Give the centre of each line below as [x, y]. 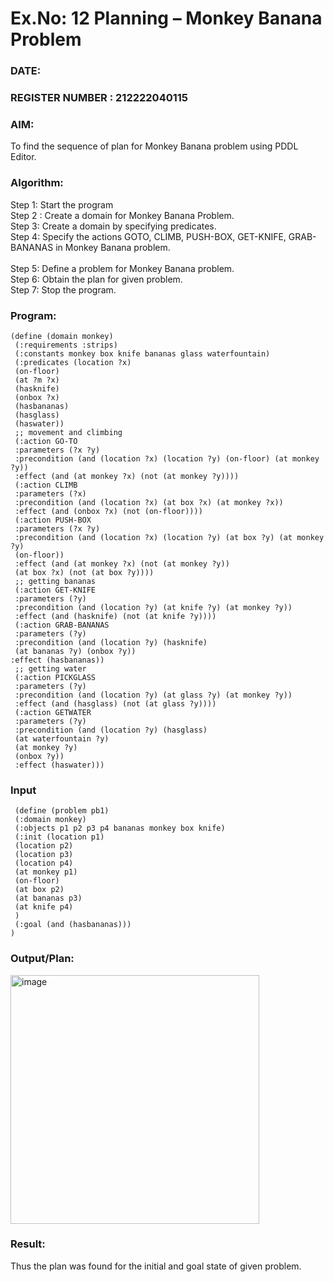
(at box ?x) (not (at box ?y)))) [84, 572]
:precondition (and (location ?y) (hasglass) [111, 730]
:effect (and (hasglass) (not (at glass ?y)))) [115, 703]
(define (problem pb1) [62, 811]
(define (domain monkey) [62, 336]
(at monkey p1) [46, 872]
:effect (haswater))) [59, 765]
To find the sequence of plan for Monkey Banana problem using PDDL [154, 146]
